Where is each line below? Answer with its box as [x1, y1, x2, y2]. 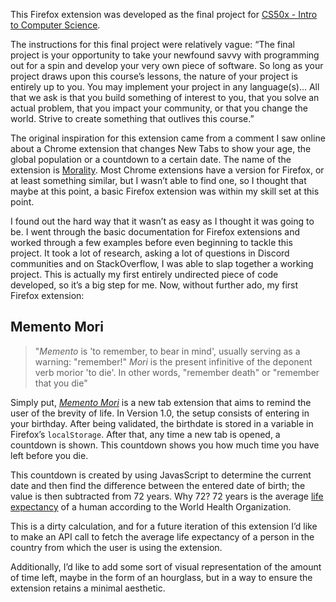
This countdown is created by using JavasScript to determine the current [10, 469, 312, 481]
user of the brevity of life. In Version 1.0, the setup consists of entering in [10, 407, 310, 419]
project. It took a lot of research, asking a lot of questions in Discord [10, 247, 290, 259]
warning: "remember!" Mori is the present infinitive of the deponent [34, 355, 313, 368]
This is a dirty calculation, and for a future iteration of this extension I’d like [10, 520, 318, 532]
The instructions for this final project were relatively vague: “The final [10, 39, 295, 50]
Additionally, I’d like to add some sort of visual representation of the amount [10, 560, 322, 573]
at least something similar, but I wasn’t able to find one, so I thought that [10, 175, 307, 186]
